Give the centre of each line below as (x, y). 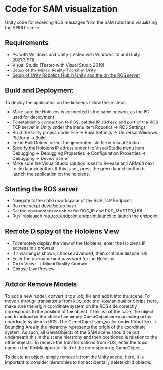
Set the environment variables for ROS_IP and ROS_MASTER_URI (77, 211)
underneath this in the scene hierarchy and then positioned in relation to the (81, 337)
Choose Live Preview (33, 269)
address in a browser (33, 248)
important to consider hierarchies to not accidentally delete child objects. (78, 362)
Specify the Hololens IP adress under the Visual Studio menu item (78, 148)
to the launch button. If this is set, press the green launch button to (79, 168)
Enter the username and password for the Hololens (63, 259)
